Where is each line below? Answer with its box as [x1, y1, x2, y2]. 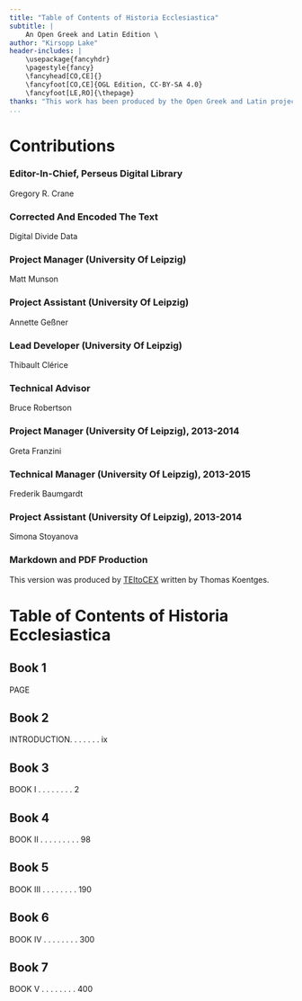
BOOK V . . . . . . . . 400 [9, 984, 93, 995]
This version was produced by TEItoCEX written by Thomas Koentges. [9, 574, 270, 585]
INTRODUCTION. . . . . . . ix [9, 734, 108, 745]
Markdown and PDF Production [9, 554, 148, 567]
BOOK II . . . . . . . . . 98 [9, 834, 92, 845]
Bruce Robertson [9, 402, 72, 414]
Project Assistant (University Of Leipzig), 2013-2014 [9, 510, 243, 523]
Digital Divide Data [9, 231, 78, 242]
